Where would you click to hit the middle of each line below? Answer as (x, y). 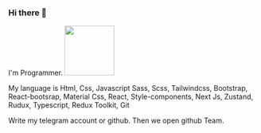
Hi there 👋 (28, 13)
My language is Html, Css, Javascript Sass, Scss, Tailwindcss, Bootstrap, (128, 88)
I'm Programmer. (36, 73)
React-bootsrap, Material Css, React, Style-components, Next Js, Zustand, (131, 97)
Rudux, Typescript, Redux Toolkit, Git (69, 105)
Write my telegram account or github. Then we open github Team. (116, 121)
